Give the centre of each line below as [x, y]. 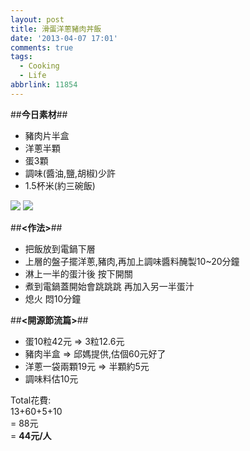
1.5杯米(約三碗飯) [60, 185]
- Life [33, 76]
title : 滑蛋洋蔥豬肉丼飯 [56, 29]
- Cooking [39, 66]
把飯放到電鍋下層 [60, 248]
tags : [21, 57]
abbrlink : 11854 [44, 85]
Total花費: [31, 400]
